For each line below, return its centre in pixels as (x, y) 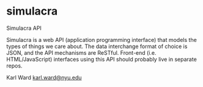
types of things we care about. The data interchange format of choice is (97, 46)
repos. (14, 66)
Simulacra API (24, 28)
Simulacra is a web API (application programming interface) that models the (102, 40)
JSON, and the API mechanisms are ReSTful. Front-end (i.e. (82, 52)
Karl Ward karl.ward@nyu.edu (44, 77)
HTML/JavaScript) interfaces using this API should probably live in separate (102, 59)
